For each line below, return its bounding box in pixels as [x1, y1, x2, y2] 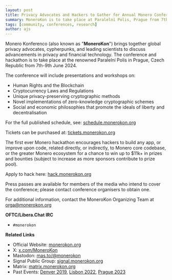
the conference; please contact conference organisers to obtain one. [5, 187, 151, 193]
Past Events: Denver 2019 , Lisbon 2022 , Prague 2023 [12, 269, 126, 275]
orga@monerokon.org [5, 202, 52, 208]
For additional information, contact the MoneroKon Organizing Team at [5, 196, 155, 203]
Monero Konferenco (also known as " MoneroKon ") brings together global [5, 41, 161, 47]
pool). [5, 161, 18, 167]
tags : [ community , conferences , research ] [5, 22, 97, 27]
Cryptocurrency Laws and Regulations [12, 88, 94, 94]
